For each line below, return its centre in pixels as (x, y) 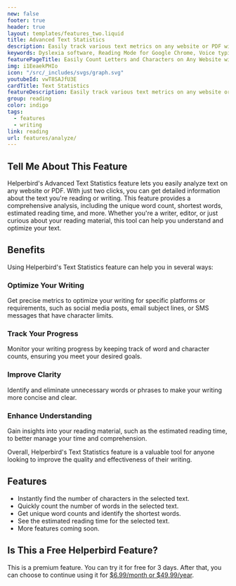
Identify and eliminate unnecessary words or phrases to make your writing (115, 390)
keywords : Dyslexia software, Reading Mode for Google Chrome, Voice (111, 53)
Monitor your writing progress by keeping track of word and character (109, 349)
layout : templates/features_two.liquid (66, 33)
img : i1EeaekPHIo (33, 66)
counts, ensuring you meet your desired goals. (75, 356)
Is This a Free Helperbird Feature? (83, 551)
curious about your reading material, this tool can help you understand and (115, 221)
